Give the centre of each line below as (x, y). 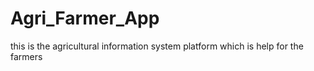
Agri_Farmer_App (85, 18)
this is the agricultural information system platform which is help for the (157, 46)
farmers (26, 56)
